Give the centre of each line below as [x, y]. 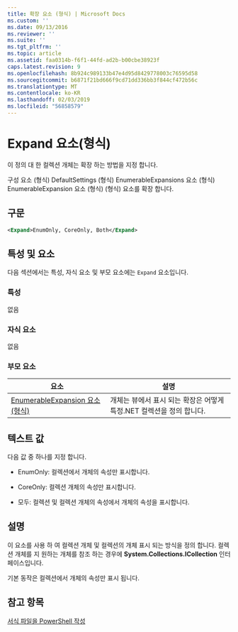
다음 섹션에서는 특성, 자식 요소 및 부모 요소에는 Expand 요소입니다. [98, 272]
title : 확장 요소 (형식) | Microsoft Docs [67, 14]
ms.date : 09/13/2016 [38, 27]
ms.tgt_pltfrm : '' [34, 47]
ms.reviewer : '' [31, 34]
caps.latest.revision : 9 [44, 67]
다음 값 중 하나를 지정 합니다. [47, 457]
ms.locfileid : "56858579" [45, 107]
